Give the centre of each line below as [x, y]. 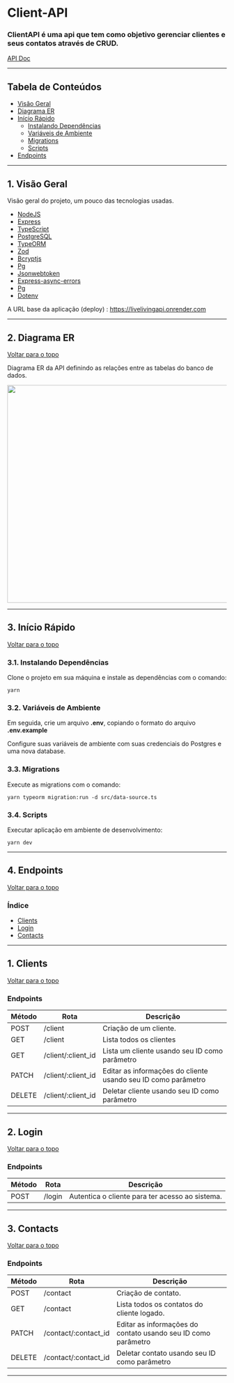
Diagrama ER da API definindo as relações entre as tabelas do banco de [110, 368]
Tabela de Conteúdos [55, 87]
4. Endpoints [36, 871]
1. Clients [28, 964]
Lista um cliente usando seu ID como [163, 1051]
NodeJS [29, 215]
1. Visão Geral [37, 184]
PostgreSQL [34, 237]
